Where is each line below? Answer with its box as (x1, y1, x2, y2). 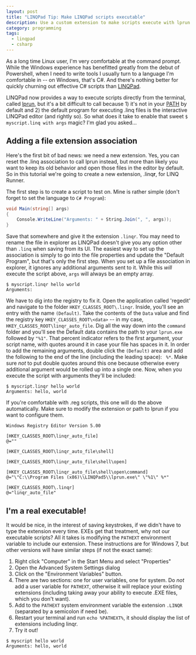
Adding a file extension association (6, 136, 138, 146)
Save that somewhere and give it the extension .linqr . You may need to (6, 233, 180, 240)
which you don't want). (14, 596, 70, 602)
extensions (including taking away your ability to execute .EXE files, (14, 589, 178, 596)
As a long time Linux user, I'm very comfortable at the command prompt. (6, 57, 181, 65)
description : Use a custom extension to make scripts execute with (6, 19, 175, 25)
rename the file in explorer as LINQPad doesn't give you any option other (6, 239, 183, 246)
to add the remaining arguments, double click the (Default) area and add (6, 347, 183, 354)
